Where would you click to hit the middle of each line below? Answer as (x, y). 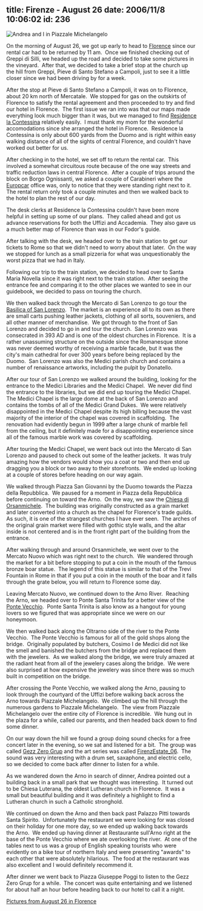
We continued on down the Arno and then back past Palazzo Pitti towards (98, 813)
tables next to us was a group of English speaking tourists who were (92, 846)
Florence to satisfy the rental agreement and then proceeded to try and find (101, 102)
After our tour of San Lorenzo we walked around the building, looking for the (101, 379)
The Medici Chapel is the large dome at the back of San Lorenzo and (92, 398)
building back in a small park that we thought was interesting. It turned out (100, 782)
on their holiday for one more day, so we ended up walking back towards (97, 826)
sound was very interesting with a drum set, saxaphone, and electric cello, (99, 758)
